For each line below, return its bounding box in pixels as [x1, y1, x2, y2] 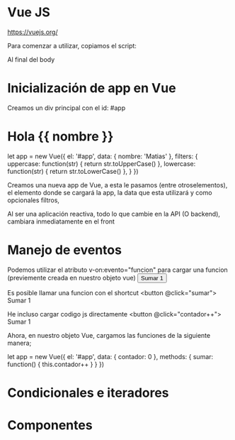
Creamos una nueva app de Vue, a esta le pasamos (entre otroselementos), [7, 180, 228, 189]
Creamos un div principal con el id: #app [7, 104, 126, 112]
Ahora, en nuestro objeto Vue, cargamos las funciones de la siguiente [7, 331, 211, 339]
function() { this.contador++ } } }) [7, 360, 105, 368]
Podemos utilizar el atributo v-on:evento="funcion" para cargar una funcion [7, 265, 228, 274]
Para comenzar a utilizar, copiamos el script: [7, 41, 137, 50]
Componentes [7, 417, 93, 434]
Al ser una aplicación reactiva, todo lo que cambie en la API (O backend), [7, 209, 221, 218]
